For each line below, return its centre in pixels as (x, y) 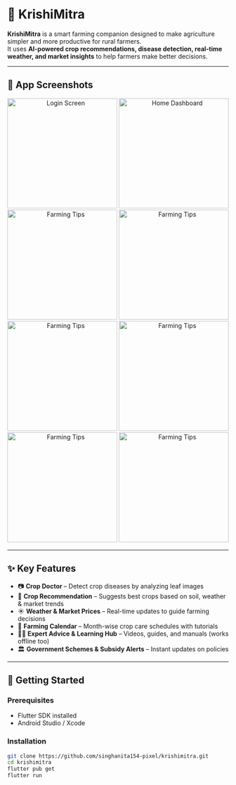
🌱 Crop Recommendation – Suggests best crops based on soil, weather (122, 596)
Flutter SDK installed (47, 716)
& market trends (41, 603)
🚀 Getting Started (46, 680)
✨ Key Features (41, 569)
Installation (27, 741)
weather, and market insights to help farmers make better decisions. (107, 56)
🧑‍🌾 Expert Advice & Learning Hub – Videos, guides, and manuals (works (123, 634)
